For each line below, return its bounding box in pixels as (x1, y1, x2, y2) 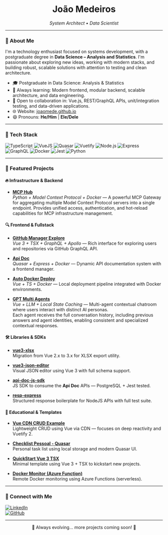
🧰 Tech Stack (5, 131, 38, 138)
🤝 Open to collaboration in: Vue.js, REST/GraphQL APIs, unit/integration (12, 98, 159, 104)
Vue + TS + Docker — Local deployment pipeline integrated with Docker (12, 281, 161, 287)
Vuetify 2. (12, 431, 33, 437)
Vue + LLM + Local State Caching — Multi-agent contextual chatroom (12, 301, 157, 307)
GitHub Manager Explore (12, 235, 65, 241)
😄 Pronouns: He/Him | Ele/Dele (12, 114, 78, 120)
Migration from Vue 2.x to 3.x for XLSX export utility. (12, 353, 120, 359)
